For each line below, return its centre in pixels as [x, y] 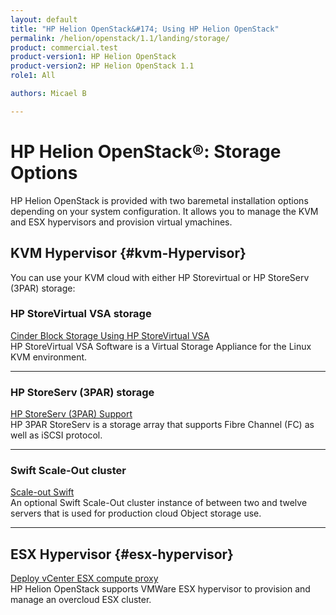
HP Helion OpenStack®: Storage [146, 151]
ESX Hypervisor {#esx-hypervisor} [122, 554]
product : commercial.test [64, 47]
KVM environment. [49, 357]
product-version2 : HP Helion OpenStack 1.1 [102, 66]
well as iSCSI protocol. [56, 435]
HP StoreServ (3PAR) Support [71, 414]
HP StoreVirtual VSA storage [81, 314]
